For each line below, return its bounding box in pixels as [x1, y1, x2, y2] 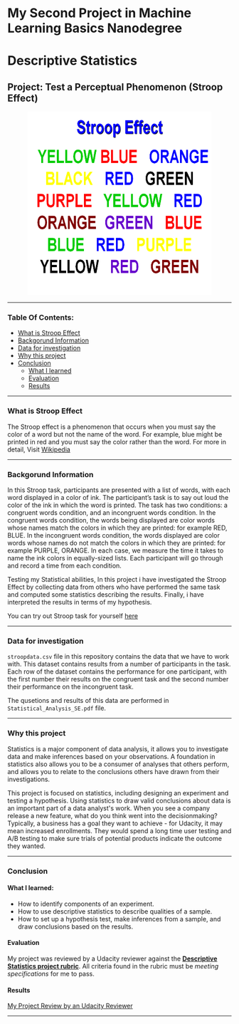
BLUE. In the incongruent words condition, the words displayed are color [7, 531, 221, 540]
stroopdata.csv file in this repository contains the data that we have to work [7, 652, 230, 661]
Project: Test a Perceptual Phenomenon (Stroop [7, 80, 223, 93]
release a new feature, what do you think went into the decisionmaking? [7, 811, 218, 820]
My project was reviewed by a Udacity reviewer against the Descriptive [7, 954, 218, 963]
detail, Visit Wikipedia [7, 445, 71, 454]
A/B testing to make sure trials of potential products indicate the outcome [7, 834, 223, 842]
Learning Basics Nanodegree [7, 20, 183, 36]
